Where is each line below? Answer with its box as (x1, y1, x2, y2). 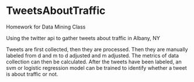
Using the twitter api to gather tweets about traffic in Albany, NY (6, 34, 161, 41)
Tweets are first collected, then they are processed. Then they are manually (6, 45, 188, 53)
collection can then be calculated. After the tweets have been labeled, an (6, 58, 182, 65)
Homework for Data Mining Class (6, 23, 86, 30)
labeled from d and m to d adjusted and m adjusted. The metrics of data (6, 52, 179, 59)
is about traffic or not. (6, 70, 58, 77)
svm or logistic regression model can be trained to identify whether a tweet (6, 64, 187, 71)
